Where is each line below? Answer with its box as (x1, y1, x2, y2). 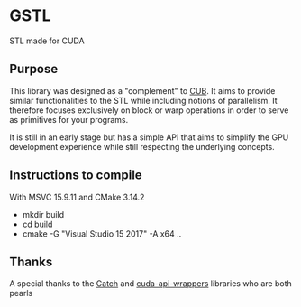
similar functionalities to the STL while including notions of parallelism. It (9, 95, 278, 106)
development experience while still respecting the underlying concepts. (9, 141, 275, 152)
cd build (22, 219, 53, 229)
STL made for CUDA (9, 35, 85, 46)
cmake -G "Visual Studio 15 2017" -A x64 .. (22, 228, 182, 239)
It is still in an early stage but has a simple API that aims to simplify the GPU (9, 132, 289, 143)
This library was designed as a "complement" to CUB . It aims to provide (9, 85, 276, 96)
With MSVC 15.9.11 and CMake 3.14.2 (9, 191, 145, 202)
